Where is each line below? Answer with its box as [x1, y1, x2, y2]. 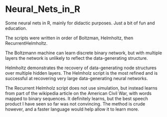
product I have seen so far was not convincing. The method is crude [5, 101, 146, 107]
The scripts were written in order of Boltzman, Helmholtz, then [5, 35, 134, 41]
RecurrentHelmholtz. [5, 40, 48, 46]
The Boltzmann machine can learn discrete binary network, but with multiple [5, 50, 162, 56]
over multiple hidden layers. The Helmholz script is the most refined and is [5, 70, 158, 76]
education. [5, 25, 27, 31]
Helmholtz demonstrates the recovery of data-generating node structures [5, 65, 157, 71]
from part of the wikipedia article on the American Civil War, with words [5, 90, 152, 96]
